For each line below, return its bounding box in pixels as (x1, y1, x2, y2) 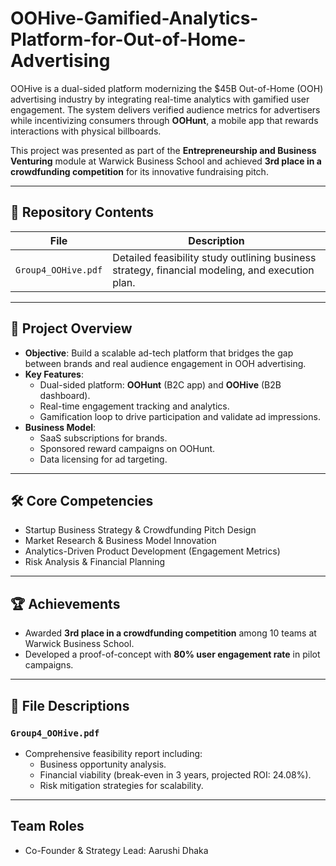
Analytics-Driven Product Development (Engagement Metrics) (24, 545, 281, 557)
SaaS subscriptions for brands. (39, 432, 168, 444)
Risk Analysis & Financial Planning (24, 556, 166, 568)
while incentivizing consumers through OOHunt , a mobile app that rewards (10, 114, 319, 126)
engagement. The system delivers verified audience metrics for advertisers (10, 103, 321, 116)
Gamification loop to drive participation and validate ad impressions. (39, 410, 321, 422)
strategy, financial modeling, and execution (112, 263, 315, 277)
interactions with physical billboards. (10, 125, 162, 137)
